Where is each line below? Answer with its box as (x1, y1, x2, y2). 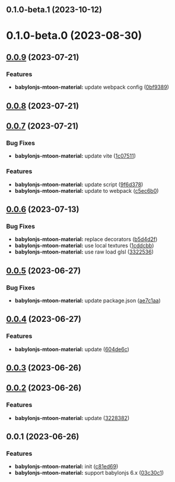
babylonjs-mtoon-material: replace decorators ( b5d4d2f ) (14, 236, 158, 243)
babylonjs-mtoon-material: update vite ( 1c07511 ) (14, 152, 136, 159)
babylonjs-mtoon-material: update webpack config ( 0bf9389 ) (14, 83, 169, 91)
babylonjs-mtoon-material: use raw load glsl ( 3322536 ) (14, 248, 154, 255)
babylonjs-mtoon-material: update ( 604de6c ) (14, 345, 129, 353)
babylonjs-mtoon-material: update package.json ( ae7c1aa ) (14, 297, 161, 304)
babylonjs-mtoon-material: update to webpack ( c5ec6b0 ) (14, 187, 159, 194)
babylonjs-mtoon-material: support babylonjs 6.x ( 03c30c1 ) (14, 470, 164, 477)
